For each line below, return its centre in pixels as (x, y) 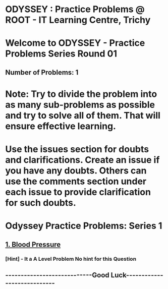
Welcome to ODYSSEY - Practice (75, 43)
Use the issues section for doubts (77, 149)
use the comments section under (76, 181)
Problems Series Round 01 (61, 54)
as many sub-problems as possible (80, 105)
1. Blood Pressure (33, 244)
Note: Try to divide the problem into (81, 94)
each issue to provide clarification (78, 192)
